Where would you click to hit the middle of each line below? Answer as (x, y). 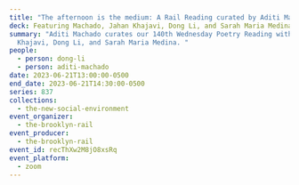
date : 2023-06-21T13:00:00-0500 (69, 76)
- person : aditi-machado (63, 68)
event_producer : (39, 133)
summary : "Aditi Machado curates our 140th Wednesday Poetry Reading (141, 34)
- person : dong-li (52, 59)
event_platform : (39, 158)
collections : (33, 100)
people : (24, 51)
